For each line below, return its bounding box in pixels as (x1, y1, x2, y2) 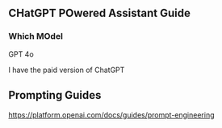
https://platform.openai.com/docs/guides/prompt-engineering (8, 109, 215, 120)
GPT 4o (8, 49, 34, 59)
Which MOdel (8, 31, 63, 42)
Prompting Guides (8, 88, 102, 102)
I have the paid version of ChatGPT (8, 65, 125, 75)
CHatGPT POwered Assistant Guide (8, 6, 191, 20)
